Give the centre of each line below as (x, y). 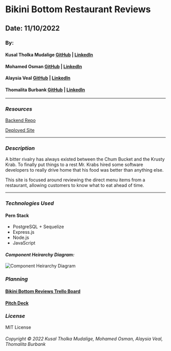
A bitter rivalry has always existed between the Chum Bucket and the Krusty (85, 159)
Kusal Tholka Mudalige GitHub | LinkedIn (49, 55)
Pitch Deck (17, 303)
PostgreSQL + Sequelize (38, 227)
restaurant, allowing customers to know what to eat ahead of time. (75, 185)
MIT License (18, 327)
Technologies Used (30, 203)
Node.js (21, 237)
